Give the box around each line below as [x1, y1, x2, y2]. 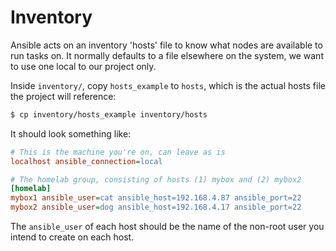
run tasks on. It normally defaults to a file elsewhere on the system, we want [10, 49, 324, 61]
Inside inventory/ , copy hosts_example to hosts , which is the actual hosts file [10, 79, 326, 91]
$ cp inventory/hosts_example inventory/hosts [10, 109, 208, 120]
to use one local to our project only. [10, 60, 157, 72]
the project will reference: [10, 90, 117, 102]
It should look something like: [10, 127, 132, 140]
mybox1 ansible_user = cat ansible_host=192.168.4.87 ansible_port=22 [10, 193, 302, 203]
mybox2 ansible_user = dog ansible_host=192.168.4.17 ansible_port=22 [10, 202, 302, 213]
